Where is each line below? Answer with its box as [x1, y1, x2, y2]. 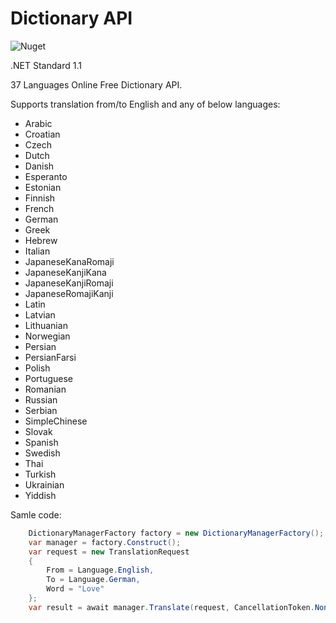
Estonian [24, 181, 62, 193]
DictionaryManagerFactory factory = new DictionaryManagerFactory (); [28, 528, 325, 538]
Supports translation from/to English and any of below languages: [10, 98, 281, 110]
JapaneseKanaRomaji [24, 255, 115, 267]
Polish [24, 362, 51, 374]
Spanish [24, 436, 59, 448]
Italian [24, 245, 51, 257]
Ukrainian [24, 478, 65, 491]
